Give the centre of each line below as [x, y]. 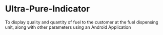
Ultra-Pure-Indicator [48, 9]
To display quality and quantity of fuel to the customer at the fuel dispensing [82, 22]
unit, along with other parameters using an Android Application [68, 27]
